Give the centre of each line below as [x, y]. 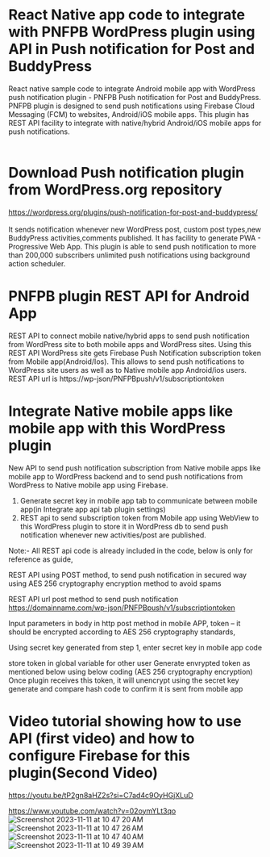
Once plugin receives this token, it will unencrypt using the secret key [124, 680]
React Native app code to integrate [127, 15]
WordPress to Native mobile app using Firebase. [88, 485]
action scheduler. [37, 263]
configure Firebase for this [100, 755]
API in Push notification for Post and [132, 49]
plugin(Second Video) [83, 773]
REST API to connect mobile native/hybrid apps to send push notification [129, 336]
